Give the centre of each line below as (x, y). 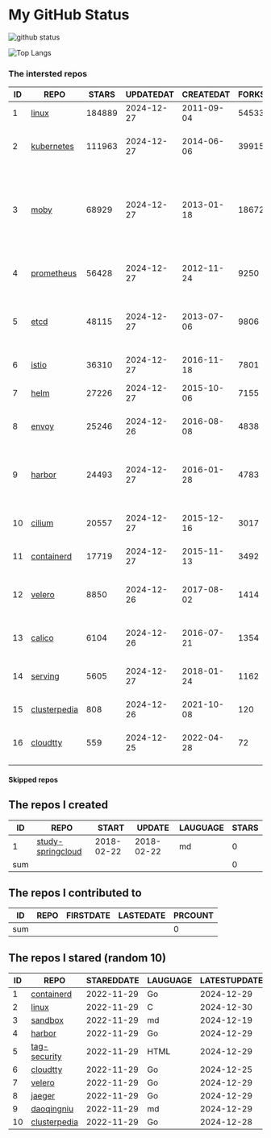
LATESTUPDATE (232, 981)
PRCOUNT (194, 916)
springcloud (59, 851)
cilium (42, 523)
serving (45, 676)
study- (50, 841)
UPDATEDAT (150, 94)
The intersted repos (48, 73)
